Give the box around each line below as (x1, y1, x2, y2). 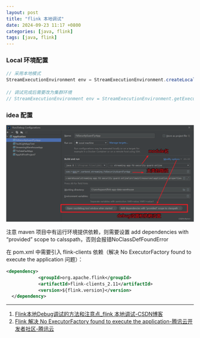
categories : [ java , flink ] (6, 29, 73, 34)
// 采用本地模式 (6, 71, 41, 77)
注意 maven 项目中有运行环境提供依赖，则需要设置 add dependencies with (6, 228, 189, 235)
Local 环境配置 (6, 56, 49, 65)
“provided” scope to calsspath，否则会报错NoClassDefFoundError (6, 235, 168, 243)
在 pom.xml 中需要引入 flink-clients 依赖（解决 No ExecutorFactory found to (6, 248, 192, 255)
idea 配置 (6, 110, 33, 119)
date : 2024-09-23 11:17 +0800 (6, 22, 82, 28)
